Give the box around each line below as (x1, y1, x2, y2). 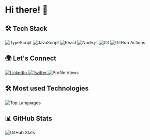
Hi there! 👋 (5, 4, 48, 16)
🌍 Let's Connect (5, 54, 57, 63)
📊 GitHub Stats (5, 114, 52, 123)
